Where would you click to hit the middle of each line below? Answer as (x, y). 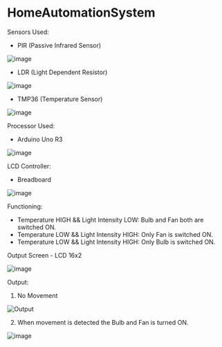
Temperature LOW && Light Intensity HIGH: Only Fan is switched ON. (115, 234)
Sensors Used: (28, 32)
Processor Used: (31, 125)
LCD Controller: (29, 166)
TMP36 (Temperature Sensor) (60, 99)
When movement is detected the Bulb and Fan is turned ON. (103, 322)
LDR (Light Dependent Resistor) (62, 72)
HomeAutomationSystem (81, 13)
